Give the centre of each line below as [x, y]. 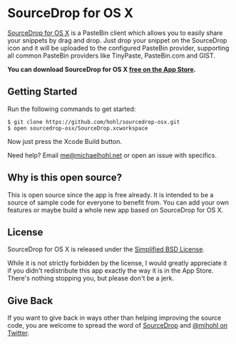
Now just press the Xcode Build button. [65, 141]
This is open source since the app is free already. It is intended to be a [111, 194]
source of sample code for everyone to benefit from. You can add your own [118, 202]
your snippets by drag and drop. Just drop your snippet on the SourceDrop [117, 40]
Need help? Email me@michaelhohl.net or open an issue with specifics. [112, 155]
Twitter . [19, 333]
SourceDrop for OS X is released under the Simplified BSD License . [106, 249]
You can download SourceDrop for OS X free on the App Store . [102, 69]
